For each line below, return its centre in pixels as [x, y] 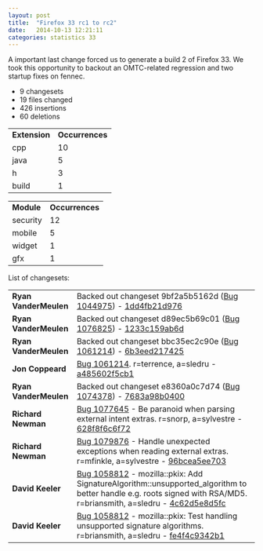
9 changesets [41, 92]
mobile [25, 233]
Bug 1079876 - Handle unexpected [144, 442]
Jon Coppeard [39, 369]
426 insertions [43, 108]
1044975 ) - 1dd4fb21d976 [130, 306]
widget [25, 246]
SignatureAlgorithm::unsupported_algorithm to [162, 483]
